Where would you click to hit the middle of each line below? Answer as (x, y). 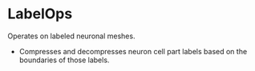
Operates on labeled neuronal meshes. (71, 36)
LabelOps (40, 14)
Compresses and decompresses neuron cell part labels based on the (133, 51)
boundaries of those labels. (64, 60)
